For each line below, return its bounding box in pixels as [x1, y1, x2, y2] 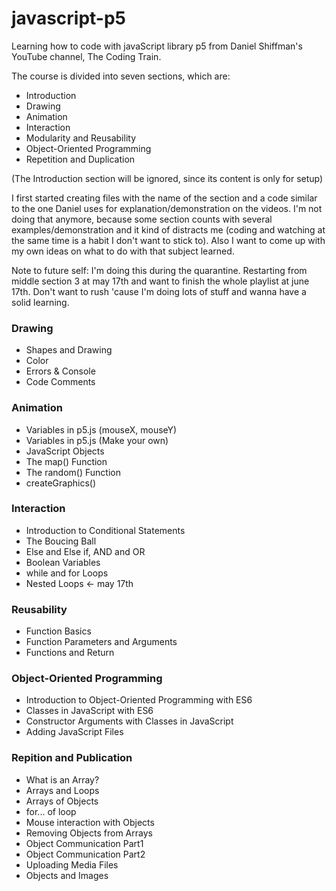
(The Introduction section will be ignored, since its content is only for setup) [11, 172, 324, 184]
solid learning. [11, 296, 70, 308]
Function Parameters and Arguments [25, 636, 178, 648]
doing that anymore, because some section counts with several [11, 213, 273, 225]
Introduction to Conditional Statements [25, 524, 186, 536]
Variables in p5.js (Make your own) [25, 434, 169, 446]
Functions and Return [25, 647, 115, 659]
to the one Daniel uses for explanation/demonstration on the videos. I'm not [11, 202, 323, 214]
